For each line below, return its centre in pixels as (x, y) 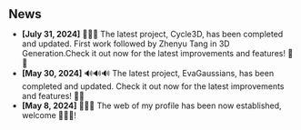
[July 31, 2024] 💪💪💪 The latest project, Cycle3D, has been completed (152, 35)
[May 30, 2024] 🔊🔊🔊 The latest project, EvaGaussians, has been (148, 74)
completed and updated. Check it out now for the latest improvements (153, 86)
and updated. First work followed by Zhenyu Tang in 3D (125, 44)
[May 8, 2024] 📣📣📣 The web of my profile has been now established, (152, 105)
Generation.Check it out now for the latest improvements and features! (153, 54)
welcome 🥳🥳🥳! (49, 115)
